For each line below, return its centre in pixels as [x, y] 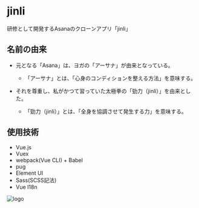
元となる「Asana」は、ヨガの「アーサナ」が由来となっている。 [95, 65]
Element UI [29, 173]
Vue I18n [27, 187]
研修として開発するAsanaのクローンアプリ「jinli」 [69, 28]
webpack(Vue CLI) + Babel [49, 160]
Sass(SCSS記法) [36, 180]
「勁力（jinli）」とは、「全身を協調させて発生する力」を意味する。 [106, 111]
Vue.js [24, 147]
